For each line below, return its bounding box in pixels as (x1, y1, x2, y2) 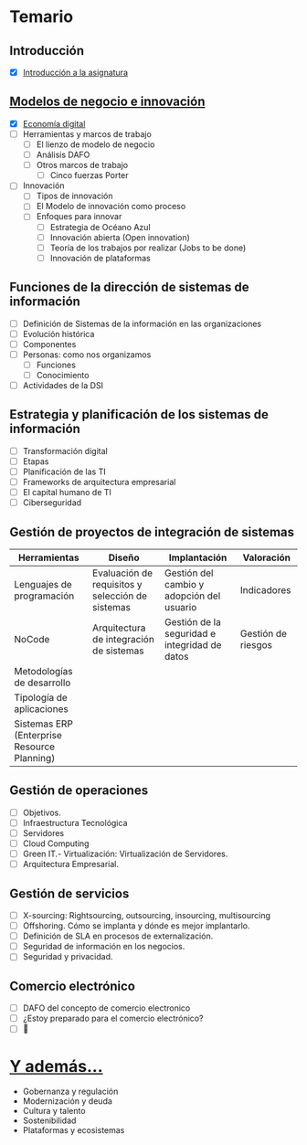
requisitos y (92, 578, 143, 590)
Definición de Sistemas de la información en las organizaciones (22, 318, 262, 329)
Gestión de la (164, 616, 221, 628)
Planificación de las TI (22, 466, 107, 477)
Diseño (108, 551, 140, 564)
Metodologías (14, 665, 73, 677)
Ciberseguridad (22, 497, 82, 508)
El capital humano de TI (22, 487, 112, 498)
